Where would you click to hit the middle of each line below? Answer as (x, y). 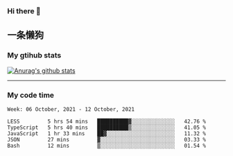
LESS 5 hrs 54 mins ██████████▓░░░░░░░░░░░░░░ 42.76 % (107, 121)
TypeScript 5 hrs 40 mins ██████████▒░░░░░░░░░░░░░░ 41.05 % (107, 128)
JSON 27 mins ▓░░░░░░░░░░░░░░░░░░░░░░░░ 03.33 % (107, 139)
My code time (31, 95)
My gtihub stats (34, 55)
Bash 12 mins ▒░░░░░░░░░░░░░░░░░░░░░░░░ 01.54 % (107, 146)
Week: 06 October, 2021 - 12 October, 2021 (71, 109)
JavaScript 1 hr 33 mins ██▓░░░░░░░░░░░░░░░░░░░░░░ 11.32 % (107, 133)
